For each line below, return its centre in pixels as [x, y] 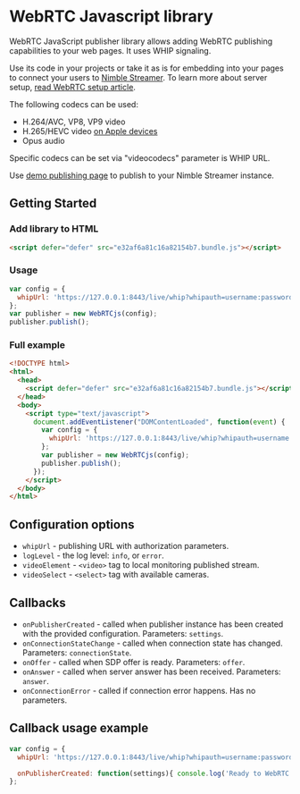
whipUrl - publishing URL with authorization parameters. [125, 546]
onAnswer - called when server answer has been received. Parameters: [151, 672]
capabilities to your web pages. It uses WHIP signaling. [110, 50]
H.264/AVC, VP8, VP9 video [74, 122]
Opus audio [43, 140]
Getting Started [53, 203]
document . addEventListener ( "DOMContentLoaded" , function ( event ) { [159, 422]
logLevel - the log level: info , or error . [93, 555]
